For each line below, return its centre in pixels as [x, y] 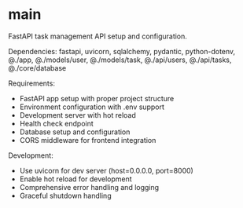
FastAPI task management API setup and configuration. [98, 36]
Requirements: [31, 83]
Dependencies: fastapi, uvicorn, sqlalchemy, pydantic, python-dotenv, [122, 51]
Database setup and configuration [75, 132]
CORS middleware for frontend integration [88, 140]
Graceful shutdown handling [65, 195]
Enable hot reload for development [75, 179]
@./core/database [37, 68]
